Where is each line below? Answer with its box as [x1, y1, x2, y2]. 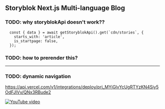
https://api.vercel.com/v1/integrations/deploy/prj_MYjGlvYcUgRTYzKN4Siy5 [5, 84, 159, 90]
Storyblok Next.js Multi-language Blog [5, 4, 125, 12]
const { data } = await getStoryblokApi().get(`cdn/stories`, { [9, 30, 144, 35]
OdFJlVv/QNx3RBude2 [5, 89, 52, 95]
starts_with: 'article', [14, 34, 65, 39]
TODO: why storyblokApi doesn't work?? [5, 19, 105, 26]
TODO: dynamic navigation [5, 73, 71, 79]
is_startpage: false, [14, 38, 58, 43]
